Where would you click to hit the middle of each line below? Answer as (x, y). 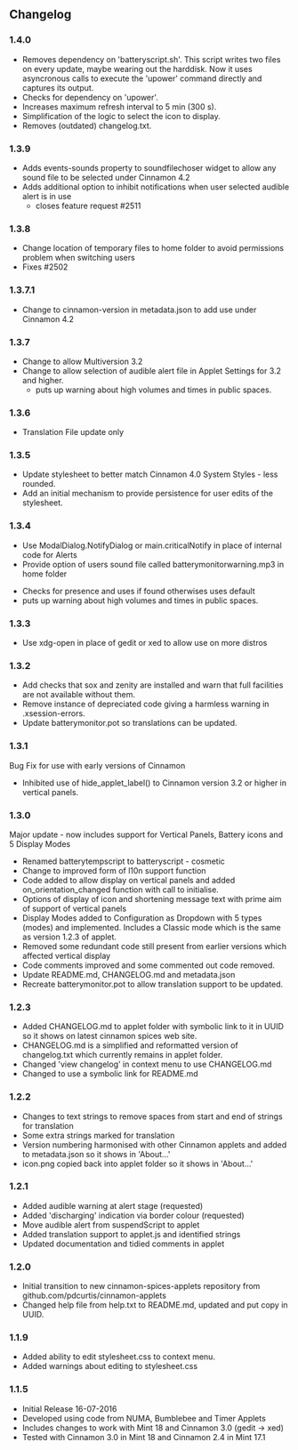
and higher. (43, 380)
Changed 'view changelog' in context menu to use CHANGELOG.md (147, 1064)
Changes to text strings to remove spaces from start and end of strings (152, 1116)
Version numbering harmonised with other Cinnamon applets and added (154, 1144)
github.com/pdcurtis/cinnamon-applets (94, 1296)
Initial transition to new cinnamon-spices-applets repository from (141, 1286)
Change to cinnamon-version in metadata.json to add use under (139, 310)
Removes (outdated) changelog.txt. (87, 125)
